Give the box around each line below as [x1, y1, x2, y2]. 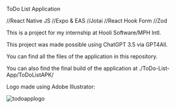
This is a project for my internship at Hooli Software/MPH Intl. [6, 29, 161, 36]
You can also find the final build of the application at [6, 64, 138, 72]
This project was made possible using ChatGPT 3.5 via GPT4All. [6, 41, 168, 48]
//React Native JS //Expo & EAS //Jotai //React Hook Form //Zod [6, 17, 167, 24]
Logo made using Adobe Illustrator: [6, 83, 96, 90]
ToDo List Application [6, 6, 61, 12]
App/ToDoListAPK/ [6, 71, 54, 79]
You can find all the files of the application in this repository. [6, 53, 158, 60]
